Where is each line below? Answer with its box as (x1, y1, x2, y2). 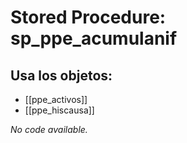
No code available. (10, 124, 88, 135)
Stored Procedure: (10, 6, 167, 29)
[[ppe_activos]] (24, 94, 88, 105)
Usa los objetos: (10, 67, 113, 84)
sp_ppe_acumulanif (10, 27, 178, 50)
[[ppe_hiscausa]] (24, 104, 95, 116)
